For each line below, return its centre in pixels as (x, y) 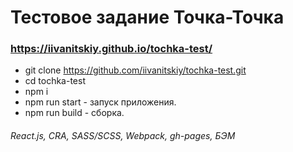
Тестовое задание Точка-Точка (147, 17)
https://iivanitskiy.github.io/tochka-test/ (111, 49)
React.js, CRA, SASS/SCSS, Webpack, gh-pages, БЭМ (123, 136)
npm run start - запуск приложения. (100, 102)
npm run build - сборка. (74, 113)
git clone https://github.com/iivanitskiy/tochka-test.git (135, 70)
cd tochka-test (55, 81)
